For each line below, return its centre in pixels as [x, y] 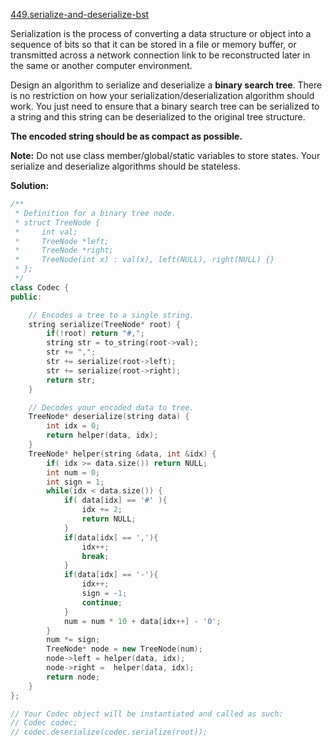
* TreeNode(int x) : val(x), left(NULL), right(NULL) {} [144, 260]
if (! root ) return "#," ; [95, 334]
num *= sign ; [73, 640]
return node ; [73, 677]
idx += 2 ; [102, 510]
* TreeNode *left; [62, 241]
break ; [95, 556]
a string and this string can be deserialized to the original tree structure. [158, 117]
